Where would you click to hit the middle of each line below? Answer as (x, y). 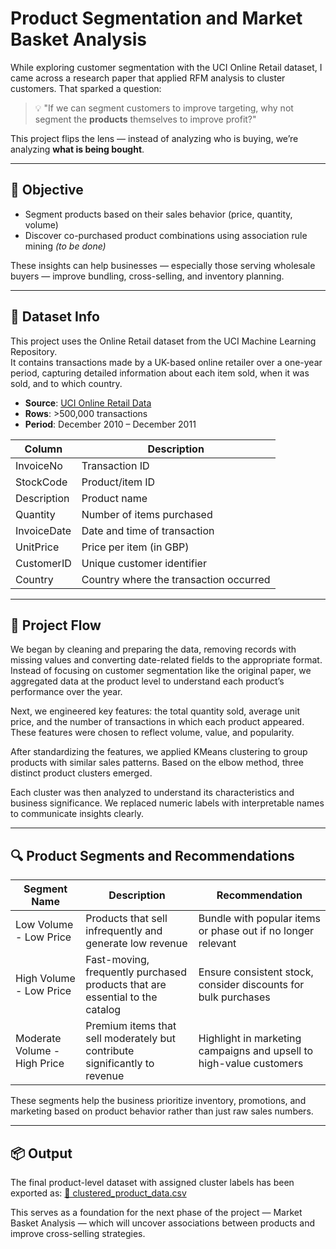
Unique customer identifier (144, 563)
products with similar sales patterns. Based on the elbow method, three (157, 763)
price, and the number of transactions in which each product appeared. (157, 722)
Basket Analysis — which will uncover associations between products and (162, 1223)
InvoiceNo (39, 465)
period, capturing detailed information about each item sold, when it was (160, 373)
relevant (217, 944)
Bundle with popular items (259, 919)
